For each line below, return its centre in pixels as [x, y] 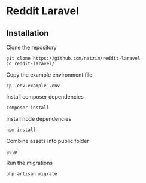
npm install [21, 130]
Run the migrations [29, 163]
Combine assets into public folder [48, 141]
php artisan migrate [32, 174]
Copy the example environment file [49, 75]
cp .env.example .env [33, 86]
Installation [28, 33]
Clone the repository [31, 47]
